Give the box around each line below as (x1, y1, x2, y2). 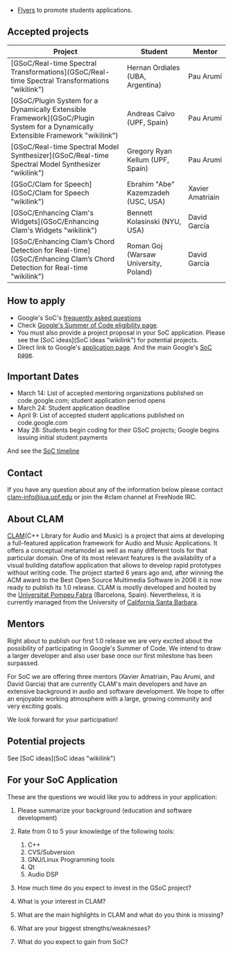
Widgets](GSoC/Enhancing (10, 216, 99, 226)
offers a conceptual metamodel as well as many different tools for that (7, 546, 208, 555)
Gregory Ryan (127, 146, 172, 156)
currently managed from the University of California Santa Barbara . (7, 598, 199, 607)
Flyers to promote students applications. (17, 6, 133, 14)
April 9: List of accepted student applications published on (17, 411, 184, 419)
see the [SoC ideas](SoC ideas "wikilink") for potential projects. (17, 335, 199, 344)
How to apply (7, 295, 66, 307)
